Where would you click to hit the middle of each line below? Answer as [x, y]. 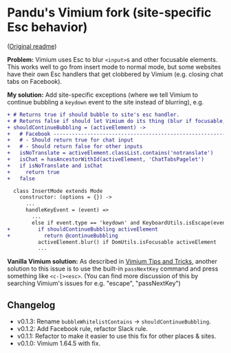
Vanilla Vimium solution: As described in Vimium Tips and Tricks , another [112, 262]
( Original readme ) [32, 46]
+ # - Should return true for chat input [70, 140]
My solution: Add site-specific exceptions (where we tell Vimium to [102, 95]
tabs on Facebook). [35, 81]
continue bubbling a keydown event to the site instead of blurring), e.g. [106, 102]
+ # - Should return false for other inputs [75, 147]
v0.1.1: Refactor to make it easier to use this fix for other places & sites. [117, 336]
